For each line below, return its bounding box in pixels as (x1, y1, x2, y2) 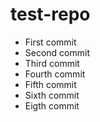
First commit (24, 36, 77, 48)
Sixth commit (24, 89, 80, 101)
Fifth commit (24, 78, 77, 90)
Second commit (24, 46, 91, 58)
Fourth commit (24, 68, 86, 80)
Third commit (24, 57, 80, 69)
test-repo (10, 3, 91, 26)
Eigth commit (24, 99, 80, 112)
